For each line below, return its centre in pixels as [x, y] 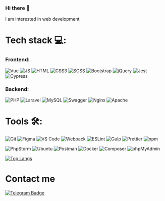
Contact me [30, 179]
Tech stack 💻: [36, 40]
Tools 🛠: [24, 121]
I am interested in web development [42, 19]
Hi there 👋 [18, 8]
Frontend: [18, 60]
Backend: [17, 89]
